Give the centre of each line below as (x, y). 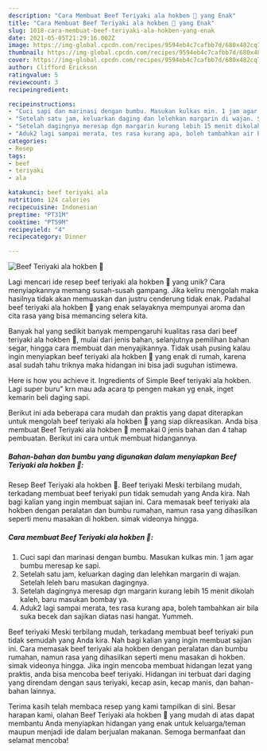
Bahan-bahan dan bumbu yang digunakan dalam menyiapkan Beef (122, 456)
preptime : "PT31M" (39, 215)
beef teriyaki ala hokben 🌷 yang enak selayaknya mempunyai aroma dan (127, 307)
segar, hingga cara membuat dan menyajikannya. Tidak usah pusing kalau (130, 348)
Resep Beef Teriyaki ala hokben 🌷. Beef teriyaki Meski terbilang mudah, (125, 485)
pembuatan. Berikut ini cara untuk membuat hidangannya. (103, 438)
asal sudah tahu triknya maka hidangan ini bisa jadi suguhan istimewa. (123, 365)
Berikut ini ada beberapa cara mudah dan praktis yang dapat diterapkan (126, 413)
